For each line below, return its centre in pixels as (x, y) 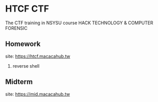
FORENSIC (16, 28)
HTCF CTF (27, 9)
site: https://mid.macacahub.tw (38, 94)
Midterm (19, 82)
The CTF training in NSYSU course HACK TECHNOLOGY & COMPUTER (79, 23)
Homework (23, 44)
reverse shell (26, 66)
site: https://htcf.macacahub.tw (38, 56)
